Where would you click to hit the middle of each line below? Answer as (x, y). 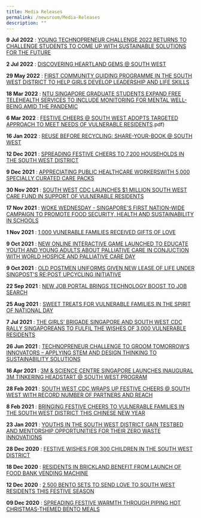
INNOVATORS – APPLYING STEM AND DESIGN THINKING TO (82, 353)
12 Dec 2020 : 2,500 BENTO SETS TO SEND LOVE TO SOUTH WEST (91, 485)
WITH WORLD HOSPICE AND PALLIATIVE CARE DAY (71, 257)
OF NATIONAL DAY (30, 311)
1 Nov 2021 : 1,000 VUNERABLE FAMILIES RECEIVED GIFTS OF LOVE (91, 232)
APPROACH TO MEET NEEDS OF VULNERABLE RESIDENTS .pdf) (86, 125)
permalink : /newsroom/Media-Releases (53, 17)
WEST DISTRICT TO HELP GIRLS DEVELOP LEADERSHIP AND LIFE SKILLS (98, 82)
